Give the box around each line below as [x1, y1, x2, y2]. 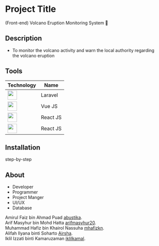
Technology [7, 82, 36, 89]
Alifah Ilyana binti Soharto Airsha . [5, 230, 73, 236]
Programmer [12, 189, 38, 195]
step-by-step [5, 156, 32, 162]
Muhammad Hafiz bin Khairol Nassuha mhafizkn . [5, 225, 105, 231]
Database [12, 205, 32, 211]
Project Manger [12, 195, 44, 200]
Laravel [41, 92, 58, 98]
